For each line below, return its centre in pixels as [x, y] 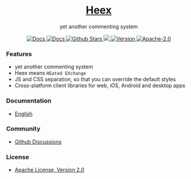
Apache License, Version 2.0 [49, 170]
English [24, 114]
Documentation [29, 101]
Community [23, 129]
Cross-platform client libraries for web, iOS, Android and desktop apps [100, 85]
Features [19, 54]
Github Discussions [38, 141]
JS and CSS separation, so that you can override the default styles [95, 79]
